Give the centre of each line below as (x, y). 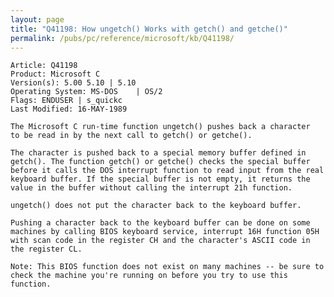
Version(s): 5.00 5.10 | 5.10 (73, 83)
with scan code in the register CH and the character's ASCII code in (160, 241)
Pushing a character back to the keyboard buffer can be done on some (160, 223)
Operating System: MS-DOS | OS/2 (86, 92)
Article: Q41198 (44, 66)
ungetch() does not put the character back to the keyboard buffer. (156, 206)
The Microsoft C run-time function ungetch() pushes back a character (160, 127)
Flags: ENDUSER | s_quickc (66, 101)
